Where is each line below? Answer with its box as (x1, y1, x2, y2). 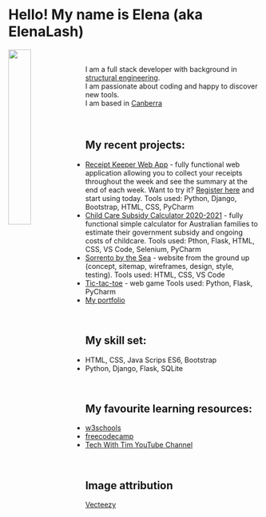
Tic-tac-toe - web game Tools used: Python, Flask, (85, 278, 253, 288)
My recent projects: (85, 138, 185, 152)
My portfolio (85, 295, 125, 305)
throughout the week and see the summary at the (85, 176, 248, 186)
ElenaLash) (8, 22, 84, 41)
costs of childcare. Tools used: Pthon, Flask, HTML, (85, 235, 255, 245)
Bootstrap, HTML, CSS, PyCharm (85, 202, 194, 211)
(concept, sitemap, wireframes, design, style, (85, 261, 234, 270)
